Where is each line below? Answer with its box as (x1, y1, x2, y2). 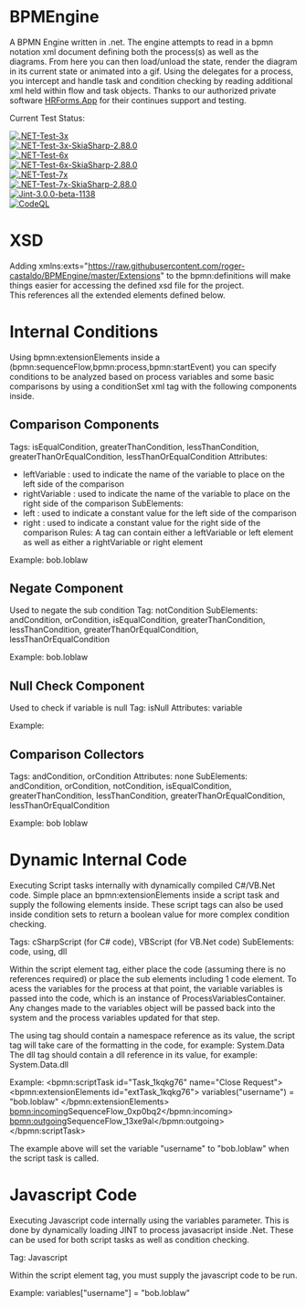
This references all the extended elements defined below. (9, 290, 226, 300)
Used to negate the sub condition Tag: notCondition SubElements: (9, 605, 259, 616)
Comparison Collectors (9, 746, 144, 762)
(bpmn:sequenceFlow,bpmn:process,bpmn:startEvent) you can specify (9, 361, 277, 372)
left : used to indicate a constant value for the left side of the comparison (22, 507, 297, 518)
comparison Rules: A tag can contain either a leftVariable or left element (22, 527, 294, 538)
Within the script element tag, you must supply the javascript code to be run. (9, 1270, 298, 1281)
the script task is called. (9, 1153, 100, 1164)
